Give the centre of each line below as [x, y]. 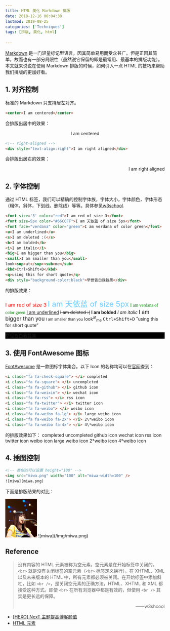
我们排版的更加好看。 [27, 72]
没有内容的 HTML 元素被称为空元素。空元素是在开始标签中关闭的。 [87, 564]
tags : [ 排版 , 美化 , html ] [31, 32]
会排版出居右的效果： [27, 159]
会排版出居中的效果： [27, 123]
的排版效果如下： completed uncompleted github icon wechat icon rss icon [83, 435]
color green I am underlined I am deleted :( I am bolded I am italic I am [77, 312]
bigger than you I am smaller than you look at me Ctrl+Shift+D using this [82, 319]
